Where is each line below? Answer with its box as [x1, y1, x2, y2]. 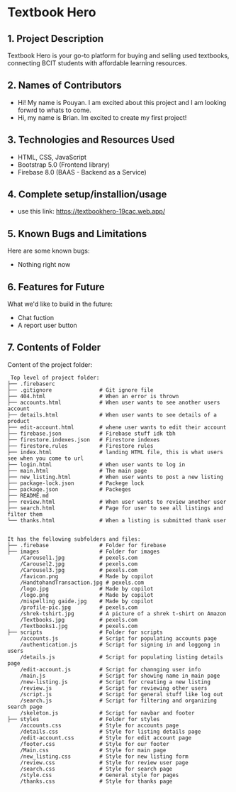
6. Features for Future [7, 281, 105, 293]
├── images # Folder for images [7, 548, 160, 555]
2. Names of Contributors [7, 79, 122, 92]
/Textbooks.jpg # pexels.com [20, 616, 138, 623]
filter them [7, 510, 43, 518]
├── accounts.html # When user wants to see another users [7, 399, 220, 406]
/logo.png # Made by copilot [20, 591, 154, 598]
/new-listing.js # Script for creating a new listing [20, 678, 211, 686]
